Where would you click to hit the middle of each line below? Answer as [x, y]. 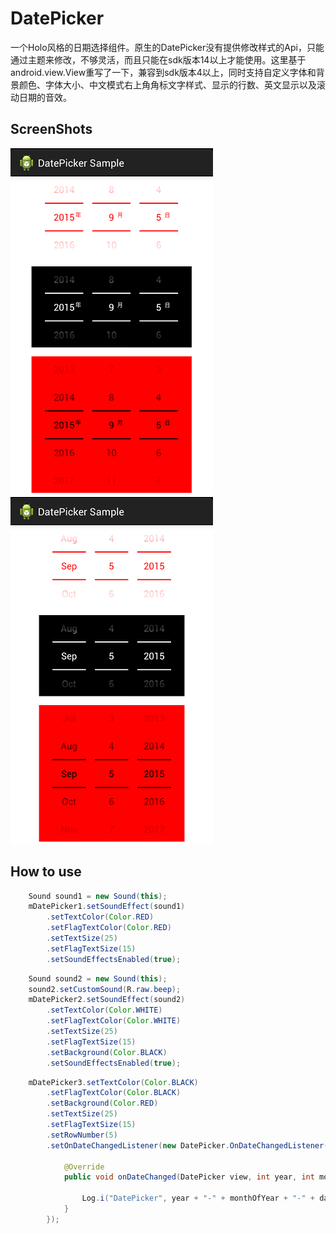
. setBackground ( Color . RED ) [102, 1103]
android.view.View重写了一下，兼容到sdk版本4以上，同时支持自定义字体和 [163, 72]
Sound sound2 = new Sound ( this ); [98, 978]
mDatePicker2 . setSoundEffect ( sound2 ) [107, 1000]
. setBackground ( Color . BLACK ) [107, 1052]
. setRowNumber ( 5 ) [82, 1135]
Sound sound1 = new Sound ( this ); [98, 896]
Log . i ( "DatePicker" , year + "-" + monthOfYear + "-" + [198, 1198]
